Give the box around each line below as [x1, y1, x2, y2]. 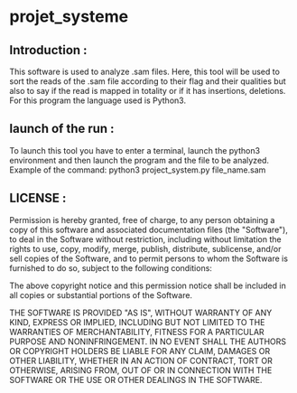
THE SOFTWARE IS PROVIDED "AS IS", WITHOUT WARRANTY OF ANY [9, 307, 273, 318]
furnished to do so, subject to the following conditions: [9, 262, 212, 273]
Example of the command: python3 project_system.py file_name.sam [9, 164, 266, 175]
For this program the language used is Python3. [9, 95, 187, 106]
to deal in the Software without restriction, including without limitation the [9, 233, 282, 245]
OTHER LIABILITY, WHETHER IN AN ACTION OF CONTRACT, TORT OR [9, 355, 273, 366]
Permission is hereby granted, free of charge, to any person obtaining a [9, 214, 275, 225]
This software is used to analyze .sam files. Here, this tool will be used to [9, 66, 280, 77]
